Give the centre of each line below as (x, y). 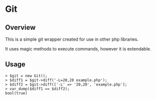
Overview (21, 27)
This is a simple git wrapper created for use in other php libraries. (72, 39)
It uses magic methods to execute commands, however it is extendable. (78, 49)
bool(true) (16, 93)
